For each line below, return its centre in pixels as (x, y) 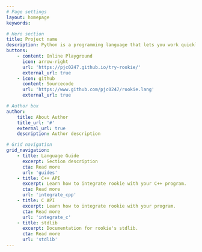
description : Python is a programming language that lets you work (93, 45)
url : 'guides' (40, 172)
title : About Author (43, 117)
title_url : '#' (36, 123)
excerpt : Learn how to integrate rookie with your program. (99, 206)
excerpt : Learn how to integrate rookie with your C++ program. (104, 184)
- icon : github (36, 79)
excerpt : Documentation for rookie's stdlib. (80, 229)
